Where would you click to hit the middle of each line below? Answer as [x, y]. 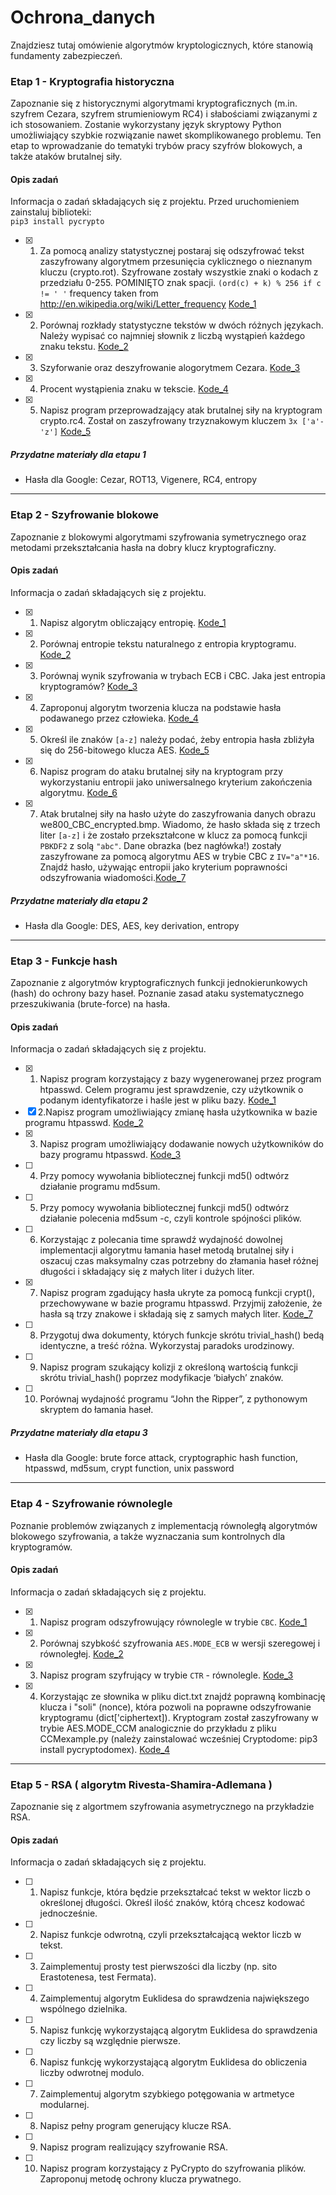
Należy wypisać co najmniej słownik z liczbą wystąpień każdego [172, 336]
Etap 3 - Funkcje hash [64, 961]
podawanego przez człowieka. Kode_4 [119, 718]
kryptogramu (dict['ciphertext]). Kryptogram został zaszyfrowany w [179, 1717]
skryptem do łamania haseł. [96, 1410]
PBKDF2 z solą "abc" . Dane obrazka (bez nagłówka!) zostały [160, 845]
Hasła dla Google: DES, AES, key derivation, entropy [132, 925]
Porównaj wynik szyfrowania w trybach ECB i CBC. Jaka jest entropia [182, 675]
